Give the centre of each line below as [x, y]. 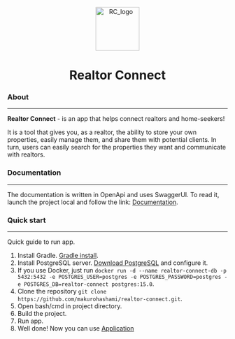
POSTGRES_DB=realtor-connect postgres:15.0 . [89, 284]
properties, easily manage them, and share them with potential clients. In [112, 140]
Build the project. [42, 314]
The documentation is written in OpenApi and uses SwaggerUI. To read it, [113, 194]
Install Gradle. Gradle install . [58, 256]
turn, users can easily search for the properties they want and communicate [117, 147]
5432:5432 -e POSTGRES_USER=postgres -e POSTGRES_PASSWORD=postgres [119, 277]
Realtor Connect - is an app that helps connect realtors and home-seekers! [116, 119]
